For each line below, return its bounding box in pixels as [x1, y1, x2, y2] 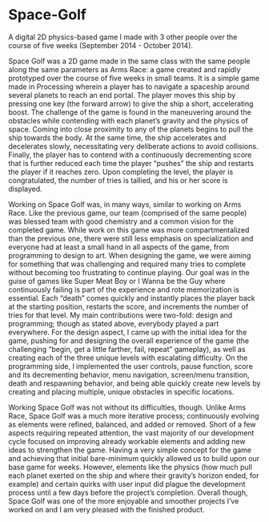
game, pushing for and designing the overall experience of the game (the [8, 335, 250, 346]
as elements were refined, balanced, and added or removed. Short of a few [8, 419, 256, 429]
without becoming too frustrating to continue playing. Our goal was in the [8, 267, 250, 277]
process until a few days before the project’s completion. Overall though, [8, 488, 248, 497]
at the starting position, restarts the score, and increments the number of [8, 301, 249, 311]
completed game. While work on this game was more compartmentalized [8, 225, 250, 234]
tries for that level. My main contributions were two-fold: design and [8, 310, 233, 320]
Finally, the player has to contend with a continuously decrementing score [8, 150, 252, 160]
